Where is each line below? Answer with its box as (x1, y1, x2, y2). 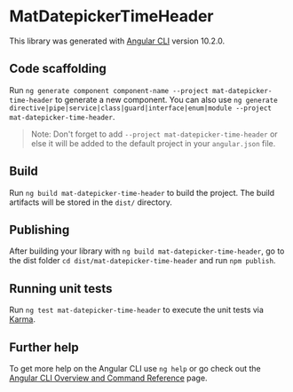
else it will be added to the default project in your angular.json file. (30, 137, 276, 148)
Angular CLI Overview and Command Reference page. (9, 372, 208, 383)
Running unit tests (9, 281, 113, 296)
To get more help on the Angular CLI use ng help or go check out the (9, 364, 261, 373)
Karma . (9, 314, 36, 325)
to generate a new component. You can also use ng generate (54, 94, 278, 105)
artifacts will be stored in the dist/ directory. (9, 197, 173, 208)
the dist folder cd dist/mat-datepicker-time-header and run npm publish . (9, 255, 276, 266)
